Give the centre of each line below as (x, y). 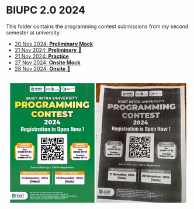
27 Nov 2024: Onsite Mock (47, 62)
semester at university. (34, 32)
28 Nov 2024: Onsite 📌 (42, 68)
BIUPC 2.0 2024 (46, 10)
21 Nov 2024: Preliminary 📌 (48, 50)
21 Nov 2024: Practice (41, 56)
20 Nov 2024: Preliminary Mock (54, 44)
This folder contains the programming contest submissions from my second (97, 26)
